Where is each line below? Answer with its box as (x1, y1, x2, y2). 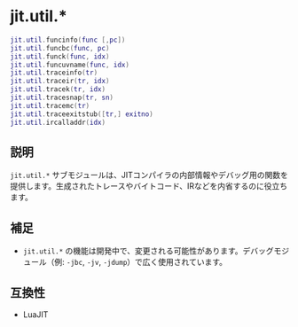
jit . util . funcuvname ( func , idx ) (10, 60, 129, 69)
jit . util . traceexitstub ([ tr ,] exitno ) (10, 109, 153, 119)
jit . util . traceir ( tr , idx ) (10, 77, 110, 86)
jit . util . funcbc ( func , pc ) (10, 43, 110, 52)
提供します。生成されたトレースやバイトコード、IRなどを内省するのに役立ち (10, 181, 288, 191)
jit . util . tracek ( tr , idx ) (10, 85, 106, 94)
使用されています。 (157, 257, 228, 268)
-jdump (102, 259, 128, 268)
